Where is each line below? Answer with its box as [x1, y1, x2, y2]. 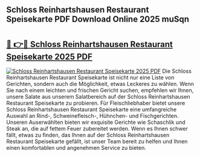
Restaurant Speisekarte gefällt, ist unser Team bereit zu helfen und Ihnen [6, 138, 188, 145]
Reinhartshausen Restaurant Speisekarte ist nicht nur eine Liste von [6, 74, 175, 81]
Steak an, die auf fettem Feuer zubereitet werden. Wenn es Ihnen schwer [6, 125, 189, 132]
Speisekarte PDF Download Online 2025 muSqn [6, 14, 189, 25]
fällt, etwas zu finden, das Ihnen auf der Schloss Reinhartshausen [6, 132, 170, 138]
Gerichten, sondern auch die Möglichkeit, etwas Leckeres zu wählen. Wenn [6, 81, 195, 87]
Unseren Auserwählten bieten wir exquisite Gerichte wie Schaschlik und [6, 119, 185, 126]
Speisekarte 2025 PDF [6, 51, 92, 62]
